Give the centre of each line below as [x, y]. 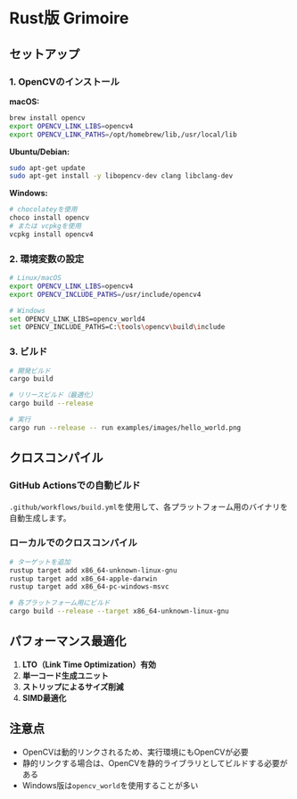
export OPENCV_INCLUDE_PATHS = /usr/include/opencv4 [105, 294]
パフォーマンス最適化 [68, 642]
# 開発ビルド [30, 371]
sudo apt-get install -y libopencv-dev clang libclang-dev [121, 176]
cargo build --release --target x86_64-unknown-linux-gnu [119, 612]
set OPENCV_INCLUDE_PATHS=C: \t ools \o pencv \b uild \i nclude [117, 327]
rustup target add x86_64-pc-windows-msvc [89, 587]
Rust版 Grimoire [69, 18]
